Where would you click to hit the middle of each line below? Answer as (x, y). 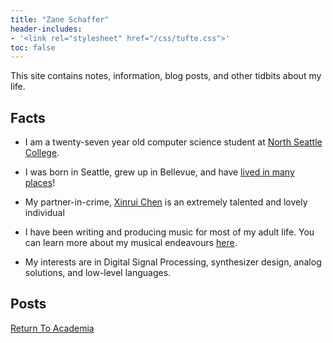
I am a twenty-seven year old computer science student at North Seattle (173, 142)
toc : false (33, 47)
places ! (40, 183)
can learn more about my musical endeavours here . (131, 243)
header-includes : (46, 29)
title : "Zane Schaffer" (60, 19)
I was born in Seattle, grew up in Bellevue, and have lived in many (159, 172)
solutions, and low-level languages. (98, 273)
